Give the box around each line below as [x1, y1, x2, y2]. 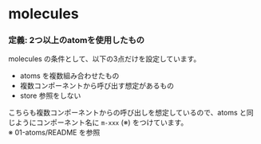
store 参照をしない [19, 91, 81, 100]
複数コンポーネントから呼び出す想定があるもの [19, 81, 174, 91]
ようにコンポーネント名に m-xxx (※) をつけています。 [14, 118, 188, 127]
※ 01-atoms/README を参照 [8, 128, 101, 138]
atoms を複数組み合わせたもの [19, 71, 120, 80]
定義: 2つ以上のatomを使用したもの [8, 35, 145, 46]
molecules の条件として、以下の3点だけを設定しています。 [8, 54, 201, 64]
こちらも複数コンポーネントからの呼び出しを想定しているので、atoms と [8, 108, 247, 118]
